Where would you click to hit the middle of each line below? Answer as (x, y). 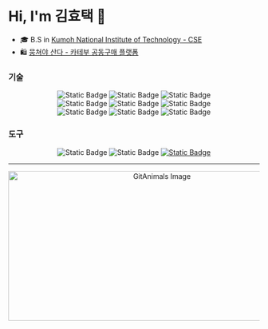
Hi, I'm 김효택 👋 (57, 16)
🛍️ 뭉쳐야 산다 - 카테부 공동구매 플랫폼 (79, 52)
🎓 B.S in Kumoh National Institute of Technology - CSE (111, 39)
